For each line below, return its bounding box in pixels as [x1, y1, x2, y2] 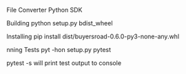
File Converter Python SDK [6, 6, 83, 14]
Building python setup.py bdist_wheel [6, 19, 113, 27]
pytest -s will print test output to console [6, 59, 122, 67]
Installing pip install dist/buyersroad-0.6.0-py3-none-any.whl [6, 32, 180, 40]
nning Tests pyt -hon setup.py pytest [6, 46, 112, 53]
